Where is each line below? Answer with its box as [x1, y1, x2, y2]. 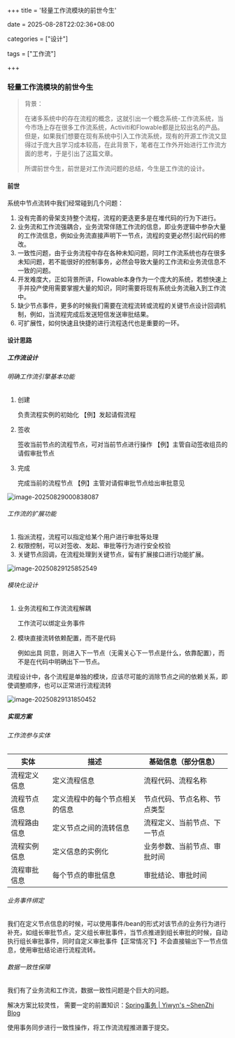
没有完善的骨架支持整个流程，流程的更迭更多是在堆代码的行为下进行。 [17, 213, 220, 222]
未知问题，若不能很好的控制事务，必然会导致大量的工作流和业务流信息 [17, 257, 220, 266]
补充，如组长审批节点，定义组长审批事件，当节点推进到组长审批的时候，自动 [7, 928, 228, 936]
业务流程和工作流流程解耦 [17, 604, 92, 613]
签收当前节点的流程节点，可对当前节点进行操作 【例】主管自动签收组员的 [17, 440, 228, 449]
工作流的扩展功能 [7, 510, 57, 518]
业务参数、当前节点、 [143, 841, 215, 851]
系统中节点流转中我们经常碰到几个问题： [7, 198, 124, 207]
